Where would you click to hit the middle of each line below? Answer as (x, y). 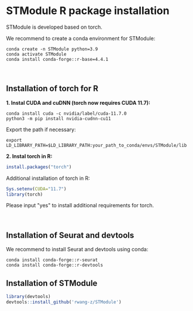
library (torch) (25, 194)
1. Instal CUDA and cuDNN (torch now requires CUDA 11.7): (78, 102)
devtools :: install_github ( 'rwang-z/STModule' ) (64, 302)
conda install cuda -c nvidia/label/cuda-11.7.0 (66, 113)
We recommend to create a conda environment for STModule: (81, 38)
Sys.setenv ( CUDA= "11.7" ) (36, 189)
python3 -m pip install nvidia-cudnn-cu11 (58, 118)
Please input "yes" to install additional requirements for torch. (80, 206)
